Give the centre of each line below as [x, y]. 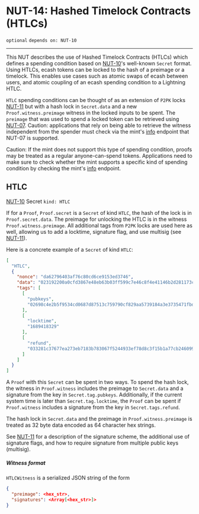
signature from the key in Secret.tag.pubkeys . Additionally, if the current [94, 395]
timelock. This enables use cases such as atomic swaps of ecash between [97, 76]
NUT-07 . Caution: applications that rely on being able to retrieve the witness [99, 125]
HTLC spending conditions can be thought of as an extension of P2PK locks [96, 100]
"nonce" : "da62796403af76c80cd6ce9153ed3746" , [75, 277]
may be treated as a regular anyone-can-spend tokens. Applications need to [99, 156]
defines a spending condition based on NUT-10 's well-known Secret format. [99, 63]
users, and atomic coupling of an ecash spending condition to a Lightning [96, 82]
